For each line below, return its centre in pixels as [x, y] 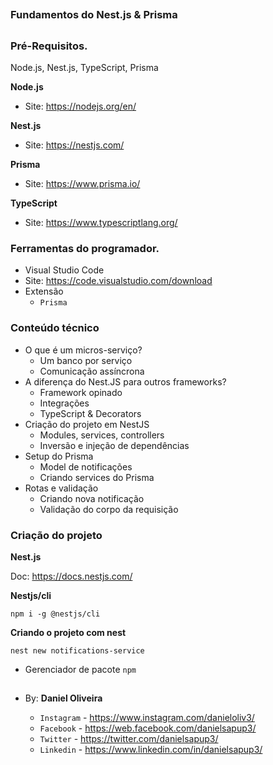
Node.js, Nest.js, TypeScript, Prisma [84, 68]
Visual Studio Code [64, 270]
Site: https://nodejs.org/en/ [80, 106]
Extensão [44, 291]
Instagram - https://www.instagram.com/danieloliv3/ [147, 718]
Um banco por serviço [86, 360]
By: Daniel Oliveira [63, 698]
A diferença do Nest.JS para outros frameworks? [125, 381]
